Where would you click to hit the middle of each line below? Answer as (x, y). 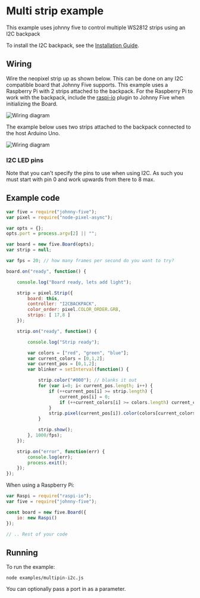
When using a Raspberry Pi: (40, 485)
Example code (33, 198)
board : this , (44, 298)
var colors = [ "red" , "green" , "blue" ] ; (78, 353)
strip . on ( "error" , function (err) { (61, 451)
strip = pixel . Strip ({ (45, 293)
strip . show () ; (55, 430)
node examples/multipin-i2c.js (45, 578)
